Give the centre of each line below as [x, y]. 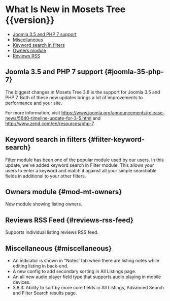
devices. [22, 282]
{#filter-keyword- [116, 140]
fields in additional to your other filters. [46, 176]
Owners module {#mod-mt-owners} [64, 192]
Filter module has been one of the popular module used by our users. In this [84, 160]
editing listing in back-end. [40, 266]
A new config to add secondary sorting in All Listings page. [74, 271]
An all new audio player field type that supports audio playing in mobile [87, 277]
